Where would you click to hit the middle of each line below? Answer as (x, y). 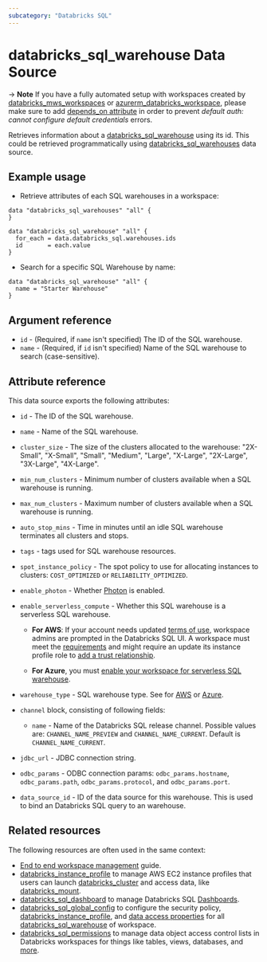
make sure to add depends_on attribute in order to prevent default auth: (126, 111)
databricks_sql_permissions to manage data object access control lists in (139, 933)
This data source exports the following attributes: (89, 401)
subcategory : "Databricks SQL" (60, 16)
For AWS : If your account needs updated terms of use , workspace (141, 630)
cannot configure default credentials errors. (80, 120)
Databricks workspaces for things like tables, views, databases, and (132, 941)
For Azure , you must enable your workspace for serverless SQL (136, 671)
